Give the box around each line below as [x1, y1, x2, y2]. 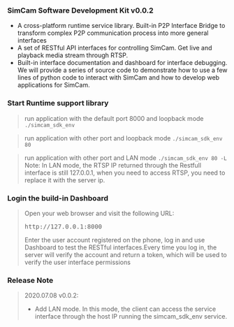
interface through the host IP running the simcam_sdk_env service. [34, 312, 228, 321]
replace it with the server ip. [24, 175, 105, 184]
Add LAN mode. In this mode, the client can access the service [34, 305, 217, 313]
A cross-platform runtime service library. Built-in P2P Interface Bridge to [17, 22, 226, 30]
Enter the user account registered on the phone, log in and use [24, 235, 205, 244]
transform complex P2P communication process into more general [17, 29, 209, 37]
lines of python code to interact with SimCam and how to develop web [17, 73, 220, 82]
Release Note [7, 275, 54, 285]
